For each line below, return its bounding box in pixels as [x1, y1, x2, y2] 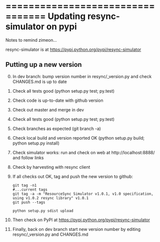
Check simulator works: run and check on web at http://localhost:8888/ [12, 149, 155, 155]
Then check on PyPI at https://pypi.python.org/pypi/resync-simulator [12, 217, 150, 223]
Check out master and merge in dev [12, 107, 84, 113]
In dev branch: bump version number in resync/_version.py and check [12, 73, 152, 79]
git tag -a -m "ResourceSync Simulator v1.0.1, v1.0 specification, [12, 191, 154, 196]
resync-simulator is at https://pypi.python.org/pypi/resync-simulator [5, 47, 142, 52]
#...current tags [12, 187, 48, 192]
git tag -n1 [12, 183, 37, 188]
